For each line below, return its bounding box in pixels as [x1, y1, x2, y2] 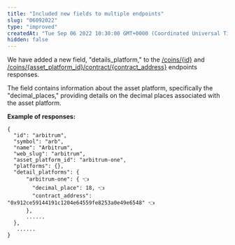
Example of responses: [7, 113, 76, 121]
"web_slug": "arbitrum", [13, 150, 86, 157]
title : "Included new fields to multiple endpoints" [7, 10, 164, 17]
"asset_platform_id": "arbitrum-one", [13, 157, 127, 164]
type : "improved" [7, 23, 58, 30]
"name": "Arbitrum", [13, 144, 73, 151]
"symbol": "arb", [13, 138, 64, 146]
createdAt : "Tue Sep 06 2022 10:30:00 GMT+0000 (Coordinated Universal [7, 29, 220, 37]
